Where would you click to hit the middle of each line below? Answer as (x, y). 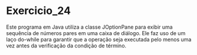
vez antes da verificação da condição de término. (66, 46)
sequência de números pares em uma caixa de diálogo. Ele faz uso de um (96, 33)
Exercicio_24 (38, 11)
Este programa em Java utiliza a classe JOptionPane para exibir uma (89, 27)
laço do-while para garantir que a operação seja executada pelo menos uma (99, 39)
